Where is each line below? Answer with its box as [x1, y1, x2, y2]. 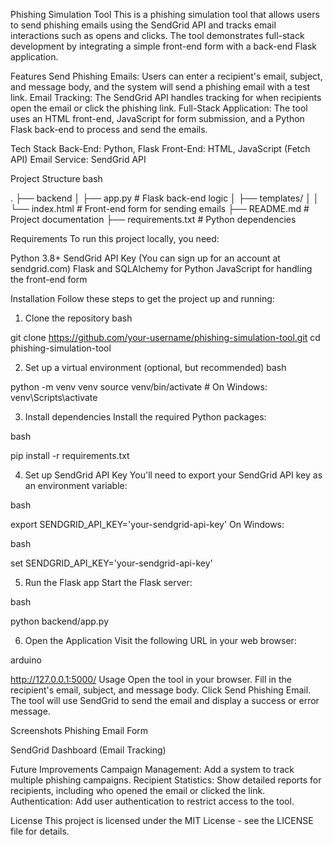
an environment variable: [24, 480, 128, 491]
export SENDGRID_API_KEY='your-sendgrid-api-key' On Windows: [10, 519, 285, 530]
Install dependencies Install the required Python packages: [24, 411, 267, 423]
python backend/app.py [10, 615, 110, 627]
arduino [10, 654, 42, 666]
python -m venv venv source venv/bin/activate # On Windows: [10, 381, 268, 393]
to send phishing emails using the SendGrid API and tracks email [10, 19, 277, 31]
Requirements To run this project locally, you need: [10, 233, 220, 244]
